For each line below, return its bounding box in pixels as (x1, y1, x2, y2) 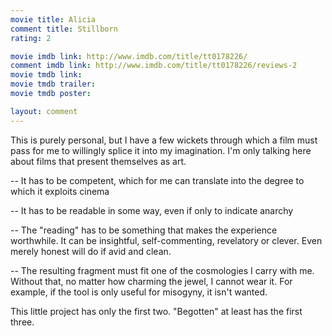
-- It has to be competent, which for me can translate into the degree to (10, 174, 305, 186)
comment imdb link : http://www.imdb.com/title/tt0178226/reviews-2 (10, 61, 298, 71)
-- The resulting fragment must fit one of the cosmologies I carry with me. (10, 264, 315, 276)
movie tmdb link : (10, 70, 83, 80)
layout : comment (10, 106, 78, 116)
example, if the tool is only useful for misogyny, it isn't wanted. (10, 286, 268, 298)
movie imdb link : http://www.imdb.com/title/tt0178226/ (10, 51, 248, 61)
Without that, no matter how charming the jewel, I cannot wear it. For (10, 275, 293, 287)
